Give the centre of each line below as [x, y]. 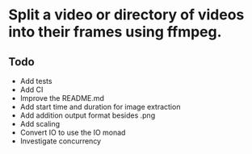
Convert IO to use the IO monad [73, 132]
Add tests [36, 81]
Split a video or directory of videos [126, 15]
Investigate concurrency [61, 141]
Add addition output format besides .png [88, 115]
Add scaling [40, 124]
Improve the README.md [62, 98]
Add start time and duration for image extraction [100, 107]
